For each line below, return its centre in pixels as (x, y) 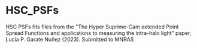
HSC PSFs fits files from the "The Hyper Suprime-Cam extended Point (92, 27)
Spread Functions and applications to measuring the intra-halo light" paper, (99, 33)
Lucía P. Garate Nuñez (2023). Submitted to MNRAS (70, 39)
